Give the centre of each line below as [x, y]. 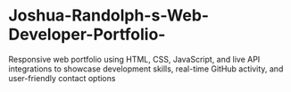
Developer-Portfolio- [87, 34]
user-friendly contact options [62, 78]
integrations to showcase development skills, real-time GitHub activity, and [146, 69]
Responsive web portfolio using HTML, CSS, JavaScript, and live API [134, 59]
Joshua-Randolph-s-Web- [109, 16]
